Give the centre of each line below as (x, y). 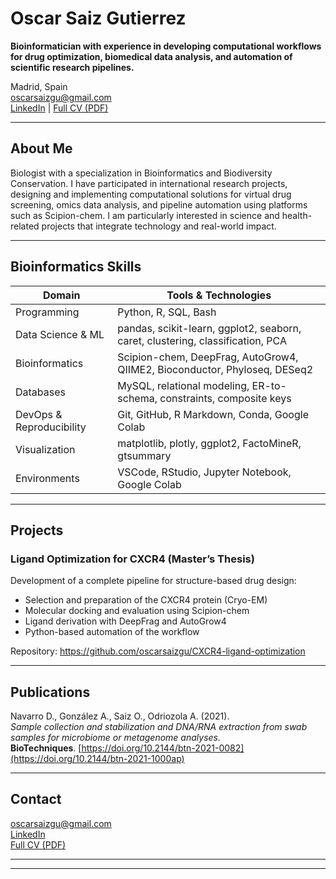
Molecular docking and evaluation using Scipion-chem (137, 611)
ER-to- (269, 385)
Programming (47, 312)
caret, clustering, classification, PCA (202, 340)
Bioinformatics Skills (76, 267)
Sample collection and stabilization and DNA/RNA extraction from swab (159, 727)
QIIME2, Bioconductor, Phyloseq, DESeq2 (215, 369)
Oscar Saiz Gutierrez (98, 18)
